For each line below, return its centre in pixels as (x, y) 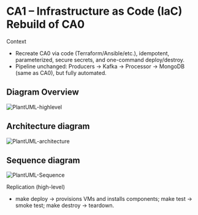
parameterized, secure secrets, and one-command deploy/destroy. (100, 60)
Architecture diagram (48, 126)
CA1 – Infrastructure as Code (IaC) (94, 11)
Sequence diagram (44, 160)
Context (16, 41)
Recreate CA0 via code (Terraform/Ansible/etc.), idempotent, (92, 53)
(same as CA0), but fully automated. (61, 72)
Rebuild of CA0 (45, 24)
